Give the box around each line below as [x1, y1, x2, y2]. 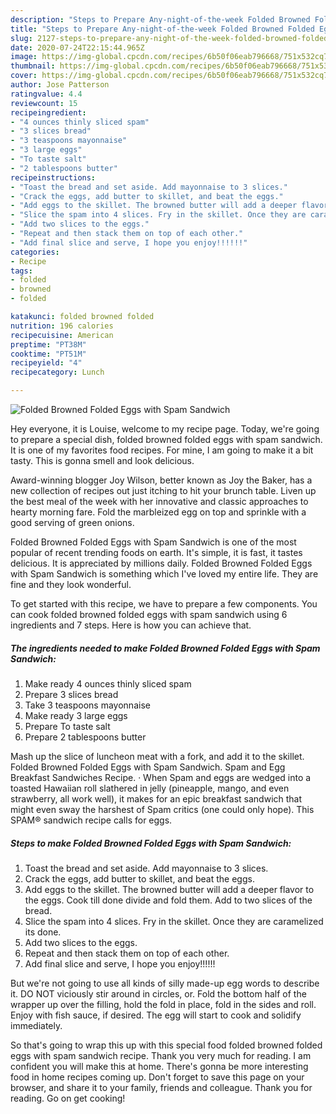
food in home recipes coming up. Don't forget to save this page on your [10, 1071, 305, 1083]
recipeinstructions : [10, 172, 97, 183]
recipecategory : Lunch [10, 367, 105, 378]
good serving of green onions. [10, 517, 135, 528]
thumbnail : [10, 61, 56, 71]
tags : [10, 266, 33, 276]
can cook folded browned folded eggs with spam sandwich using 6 [10, 609, 288, 620]
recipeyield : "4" [10, 358, 83, 368]
